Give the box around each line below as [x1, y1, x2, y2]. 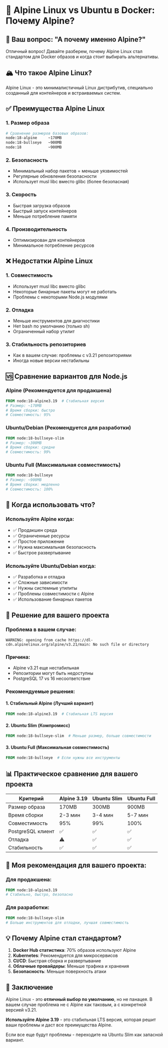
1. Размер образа [5, 120, 49, 127]
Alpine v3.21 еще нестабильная [12, 664, 79, 670]
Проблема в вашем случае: [5, 626, 76, 633]
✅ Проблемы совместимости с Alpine [12, 590, 94, 596]
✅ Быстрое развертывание [12, 549, 71, 555]
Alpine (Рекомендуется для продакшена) [5, 387, 112, 394]
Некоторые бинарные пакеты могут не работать [12, 288, 117, 294]
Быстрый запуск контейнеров [12, 208, 77, 214]
